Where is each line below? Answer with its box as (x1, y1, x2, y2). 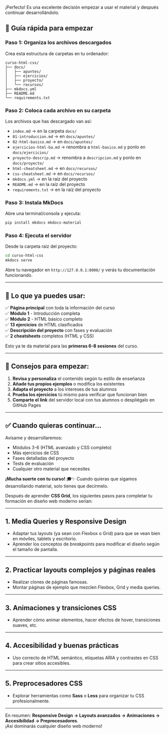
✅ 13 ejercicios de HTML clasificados (5, 322, 83, 328)
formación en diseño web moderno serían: (5, 498, 93, 504)
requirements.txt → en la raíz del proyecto (12, 187, 101, 193)
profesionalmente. (12, 698, 50, 704)
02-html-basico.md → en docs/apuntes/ (12, 138, 93, 144)
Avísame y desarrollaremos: (5, 435, 62, 441)
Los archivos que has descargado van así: (5, 118, 92, 124)
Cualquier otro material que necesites (12, 466, 90, 472)
